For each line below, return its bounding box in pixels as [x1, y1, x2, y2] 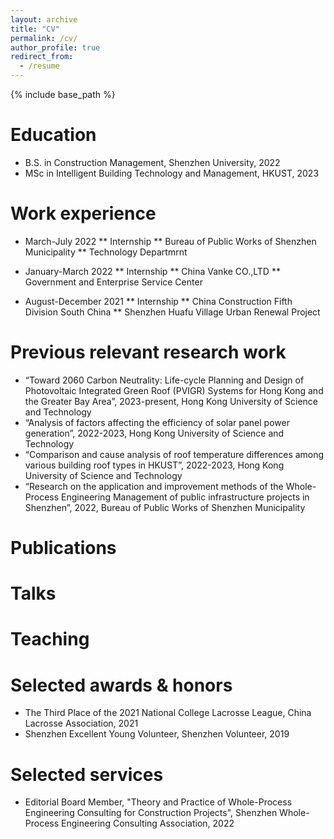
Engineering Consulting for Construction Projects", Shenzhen [24, 807, 278, 819]
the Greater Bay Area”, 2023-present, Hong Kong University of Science [24, 395, 318, 407]
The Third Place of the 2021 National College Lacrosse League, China [24, 707, 312, 719]
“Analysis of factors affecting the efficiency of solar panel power [24, 416, 290, 428]
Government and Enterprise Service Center [24, 276, 203, 288]
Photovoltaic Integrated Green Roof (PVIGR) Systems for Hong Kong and [24, 384, 324, 396]
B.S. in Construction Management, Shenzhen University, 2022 [24, 156, 281, 168]
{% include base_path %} [10, 89, 116, 100]
